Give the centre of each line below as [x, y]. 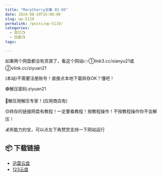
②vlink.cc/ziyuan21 [26, 68]
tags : [11, 42]
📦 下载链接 [23, 148]
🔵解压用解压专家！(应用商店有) [36, 101]
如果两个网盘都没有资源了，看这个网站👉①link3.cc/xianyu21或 [70, 61]
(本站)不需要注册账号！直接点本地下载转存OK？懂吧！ [60, 78]
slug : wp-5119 [20, 19]
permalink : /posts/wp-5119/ [34, 23]
